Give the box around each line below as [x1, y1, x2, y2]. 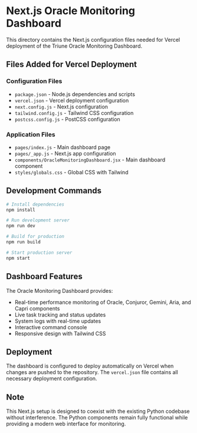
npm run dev [6, 223, 35, 229]
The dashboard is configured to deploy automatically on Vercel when [6, 362, 174, 369]
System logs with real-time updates [14, 317, 101, 325]
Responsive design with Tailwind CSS [14, 330, 106, 337]
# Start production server [6, 249, 73, 256]
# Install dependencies [6, 201, 65, 207]
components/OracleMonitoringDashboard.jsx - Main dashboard [14, 156, 166, 163]
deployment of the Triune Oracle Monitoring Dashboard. [6, 42, 143, 49]
